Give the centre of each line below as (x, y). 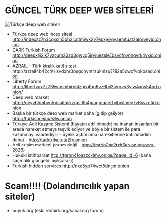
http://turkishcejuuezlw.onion (42, 118)
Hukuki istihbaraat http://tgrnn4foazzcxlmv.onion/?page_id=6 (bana (82, 155)
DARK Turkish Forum (33, 50)
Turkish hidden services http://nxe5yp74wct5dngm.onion (71, 166)
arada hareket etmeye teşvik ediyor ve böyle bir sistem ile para (76, 129)
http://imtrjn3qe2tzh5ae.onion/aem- (118, 145)
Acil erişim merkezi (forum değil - (46, 145)
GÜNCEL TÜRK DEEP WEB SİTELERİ (79, 11)
